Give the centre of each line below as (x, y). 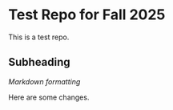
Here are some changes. (49, 97)
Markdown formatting (44, 81)
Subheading (39, 62)
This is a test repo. (39, 37)
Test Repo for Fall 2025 (87, 15)
